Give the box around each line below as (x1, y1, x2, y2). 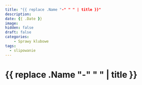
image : (5, 21, 18, 26)
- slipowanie (9, 48, 36, 53)
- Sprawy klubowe (14, 39, 49, 44)
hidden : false (5, 25, 34, 30)
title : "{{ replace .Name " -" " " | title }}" (5, 7, 101, 12)
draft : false (5, 30, 32, 35)
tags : (5, 43, 16, 48)
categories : (5, 35, 29, 40)
